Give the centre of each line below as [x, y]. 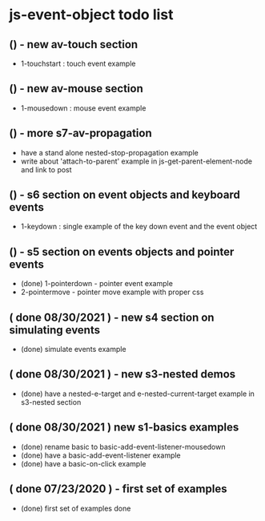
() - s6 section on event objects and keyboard [125, 195]
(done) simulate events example [73, 349]
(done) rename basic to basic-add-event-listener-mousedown [123, 446]
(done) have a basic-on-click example [83, 463]
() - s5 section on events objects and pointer [122, 251]
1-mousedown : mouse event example [83, 108]
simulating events [55, 330]
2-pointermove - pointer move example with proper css [112, 292]
